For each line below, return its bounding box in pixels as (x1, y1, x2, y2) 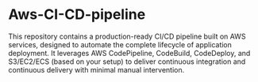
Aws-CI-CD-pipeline (8, 6, 146, 24)
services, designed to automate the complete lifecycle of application (8, 39, 233, 49)
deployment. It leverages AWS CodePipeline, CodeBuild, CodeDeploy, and (8, 48, 251, 58)
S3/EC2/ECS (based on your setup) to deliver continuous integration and (8, 57, 246, 66)
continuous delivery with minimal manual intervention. (8, 65, 185, 74)
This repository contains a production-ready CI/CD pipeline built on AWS (8, 32, 246, 41)
